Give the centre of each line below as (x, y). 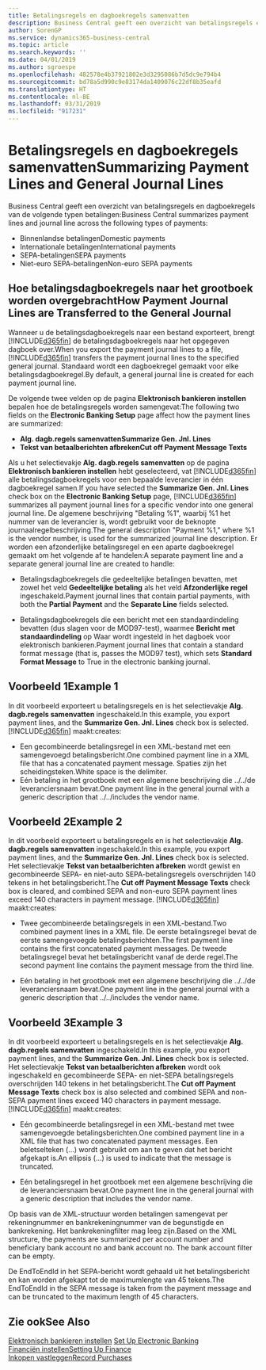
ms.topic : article (38, 45)
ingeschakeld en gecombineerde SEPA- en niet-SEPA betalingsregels (121, 1075)
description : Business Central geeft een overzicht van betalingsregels (131, 23)
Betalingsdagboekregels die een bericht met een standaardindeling (129, 620)
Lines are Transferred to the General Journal (120, 313)
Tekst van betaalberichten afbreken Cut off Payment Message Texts (133, 447)
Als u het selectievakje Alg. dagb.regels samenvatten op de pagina (119, 462)
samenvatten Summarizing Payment (129, 168)
